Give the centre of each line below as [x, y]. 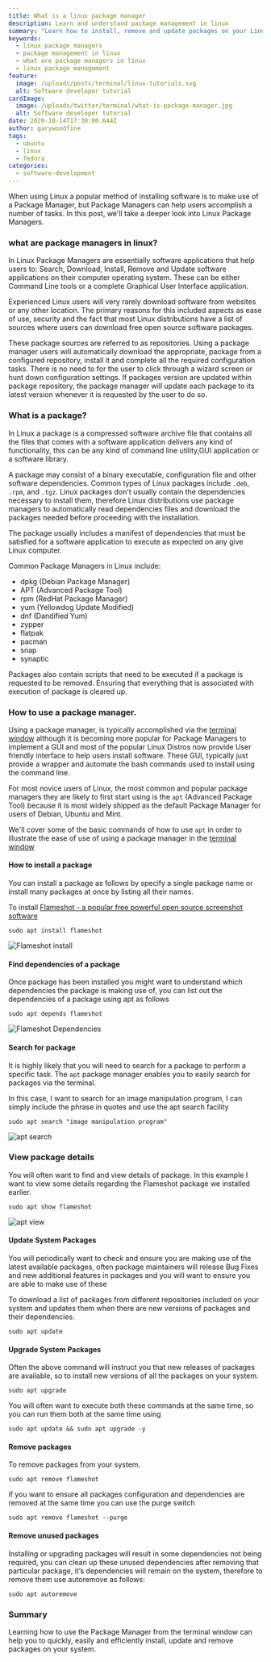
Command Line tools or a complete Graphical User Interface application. [128, 286]
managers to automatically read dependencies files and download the [124, 508]
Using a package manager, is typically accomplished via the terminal [122, 729]
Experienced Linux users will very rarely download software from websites [132, 302]
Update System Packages [52, 1240]
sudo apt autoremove [43, 1594]
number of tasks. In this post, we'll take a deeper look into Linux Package [130, 213]
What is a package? [48, 415]
